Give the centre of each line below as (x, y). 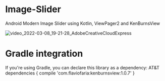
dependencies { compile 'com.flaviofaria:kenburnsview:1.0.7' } (70, 73)
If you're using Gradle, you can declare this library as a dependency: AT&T (82, 67)
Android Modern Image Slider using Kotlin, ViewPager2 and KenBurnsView (83, 23)
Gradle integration (44, 54)
